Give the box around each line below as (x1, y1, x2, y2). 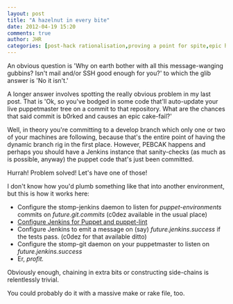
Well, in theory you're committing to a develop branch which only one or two (7, 126, 225, 134)
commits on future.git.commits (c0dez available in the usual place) (17, 210, 208, 218)
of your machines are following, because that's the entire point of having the (7, 133, 225, 141)
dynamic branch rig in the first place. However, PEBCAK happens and (7, 141, 206, 148)
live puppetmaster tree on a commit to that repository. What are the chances (7, 105, 225, 113)
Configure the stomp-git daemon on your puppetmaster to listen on (17, 240, 210, 248)
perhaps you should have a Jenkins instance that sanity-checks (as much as (7, 147, 226, 156)
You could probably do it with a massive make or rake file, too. (7, 289, 185, 297)
